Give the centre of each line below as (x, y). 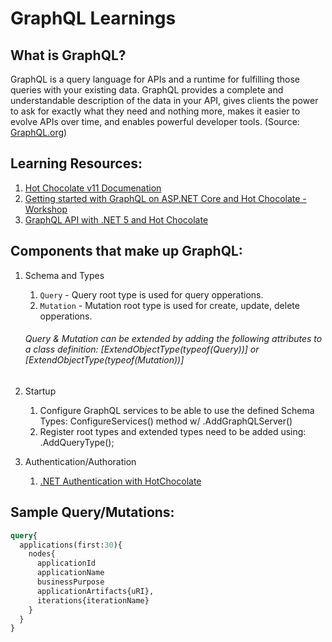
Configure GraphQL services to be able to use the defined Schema (177, 410)
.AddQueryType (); (77, 442)
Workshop (46, 209)
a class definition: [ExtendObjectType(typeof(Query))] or (142, 349)
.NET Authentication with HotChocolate (120, 481)
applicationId (66, 563)
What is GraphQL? (68, 55)
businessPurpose (70, 582)
